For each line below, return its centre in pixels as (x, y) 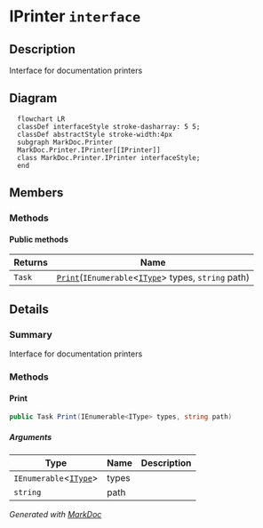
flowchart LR (41, 119)
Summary (31, 334)
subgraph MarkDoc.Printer (65, 142)
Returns (31, 262)
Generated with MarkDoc (56, 514)
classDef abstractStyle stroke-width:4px (95, 134)
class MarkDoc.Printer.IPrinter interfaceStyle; (109, 157)
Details (29, 309)
